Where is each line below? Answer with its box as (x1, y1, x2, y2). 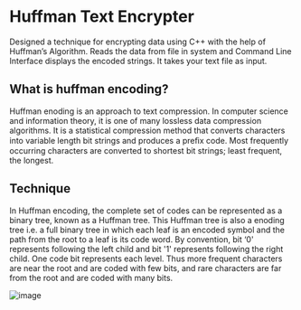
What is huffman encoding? (9, 81, 169, 97)
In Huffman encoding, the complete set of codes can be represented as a (9, 205, 283, 216)
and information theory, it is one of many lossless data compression (9, 115, 262, 126)
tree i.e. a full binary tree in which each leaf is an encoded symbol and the (9, 224, 286, 235)
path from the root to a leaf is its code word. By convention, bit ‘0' (9, 233, 255, 245)
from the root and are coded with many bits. (9, 272, 174, 283)
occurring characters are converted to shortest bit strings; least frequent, (9, 145, 283, 155)
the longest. (9, 155, 54, 165)
